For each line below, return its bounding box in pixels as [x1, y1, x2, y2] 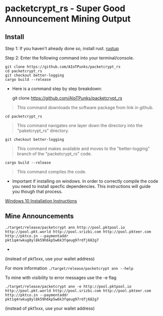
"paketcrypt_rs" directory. [17, 128, 70, 133]
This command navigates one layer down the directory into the [17, 123, 143, 128]
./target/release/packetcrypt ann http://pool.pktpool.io [5, 225, 125, 230]
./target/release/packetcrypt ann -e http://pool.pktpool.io [5, 284, 132, 289]
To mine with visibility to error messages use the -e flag [5, 275, 117, 280]
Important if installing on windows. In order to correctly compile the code [12, 178, 159, 184]
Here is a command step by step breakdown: [12, 86, 102, 92]
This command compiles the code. [17, 169, 87, 174]
